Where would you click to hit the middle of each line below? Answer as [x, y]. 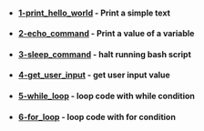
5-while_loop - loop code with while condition [107, 96]
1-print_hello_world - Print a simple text [94, 13]
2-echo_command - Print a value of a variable [106, 34]
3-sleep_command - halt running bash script [104, 54]
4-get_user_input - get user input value [94, 75]
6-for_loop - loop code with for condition [97, 116]
